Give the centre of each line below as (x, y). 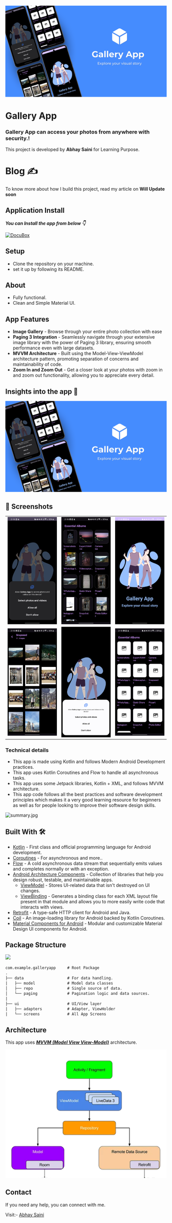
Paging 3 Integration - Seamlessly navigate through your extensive (84, 337)
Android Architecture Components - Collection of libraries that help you (88, 874)
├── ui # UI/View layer (53, 1004)
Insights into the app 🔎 (42, 391)
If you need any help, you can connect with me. (56, 1205)
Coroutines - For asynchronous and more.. (58, 858)
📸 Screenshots (29, 506)
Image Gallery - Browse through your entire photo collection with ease (87, 331)
